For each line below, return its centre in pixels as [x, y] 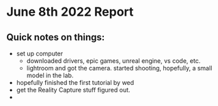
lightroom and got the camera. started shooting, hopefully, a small [119, 68]
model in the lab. [50, 75]
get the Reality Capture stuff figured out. [73, 90]
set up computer [40, 53]
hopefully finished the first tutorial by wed [75, 82]
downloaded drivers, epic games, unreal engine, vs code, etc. [113, 61]
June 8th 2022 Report [70, 12]
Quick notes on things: [56, 37]
